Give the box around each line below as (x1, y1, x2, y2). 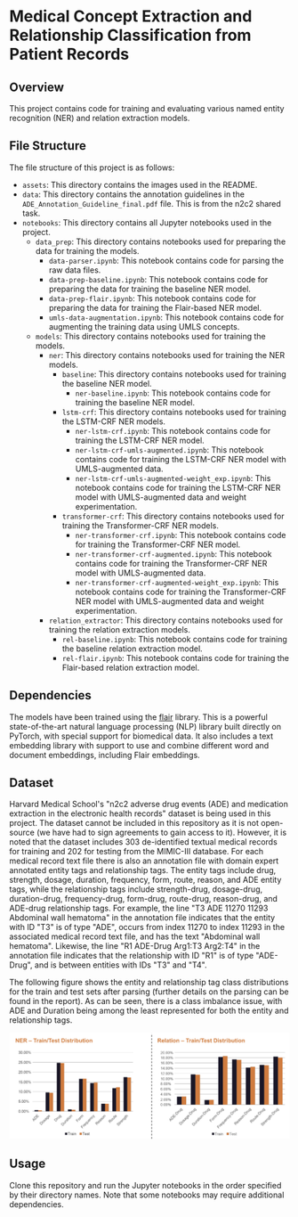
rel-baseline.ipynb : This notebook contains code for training (61, 633, 287, 644)
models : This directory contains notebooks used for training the (35, 331, 266, 341)
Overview (9, 79, 65, 94)
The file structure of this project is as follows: (9, 162, 175, 173)
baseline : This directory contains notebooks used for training (61, 368, 286, 380)
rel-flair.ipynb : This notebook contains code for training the (61, 652, 290, 663)
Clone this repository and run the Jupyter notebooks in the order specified (9, 1180, 282, 1190)
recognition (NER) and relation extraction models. (9, 113, 190, 123)
